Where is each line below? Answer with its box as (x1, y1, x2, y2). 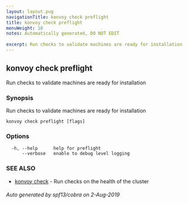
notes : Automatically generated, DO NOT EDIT (6, 31, 119, 37)
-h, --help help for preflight (11, 146, 101, 152)
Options (6, 132, 29, 140)
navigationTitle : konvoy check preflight (6, 14, 109, 20)
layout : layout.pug (6, 8, 54, 15)
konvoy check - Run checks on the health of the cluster (14, 177, 149, 185)
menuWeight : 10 (6, 25, 43, 31)
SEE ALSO (6, 164, 36, 173)
